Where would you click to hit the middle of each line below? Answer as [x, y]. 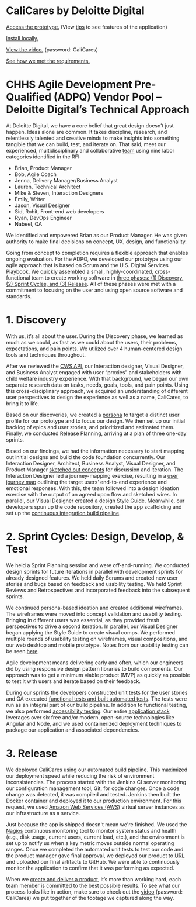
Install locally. [22, 38]
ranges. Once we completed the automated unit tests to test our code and [95, 849]
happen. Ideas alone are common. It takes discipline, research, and [87, 132]
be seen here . [23, 651]
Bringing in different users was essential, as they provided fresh [83, 620]
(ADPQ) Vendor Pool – [107, 97]
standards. [19, 296]
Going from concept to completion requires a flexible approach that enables [97, 253]
